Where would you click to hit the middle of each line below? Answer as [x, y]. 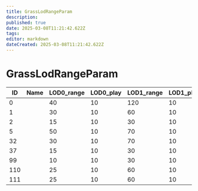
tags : [13, 34]
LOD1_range [145, 92]
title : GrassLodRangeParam [39, 12]
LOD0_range [67, 92]
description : [22, 17]
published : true [26, 22]
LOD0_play [106, 92]
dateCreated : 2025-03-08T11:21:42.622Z [55, 45]
